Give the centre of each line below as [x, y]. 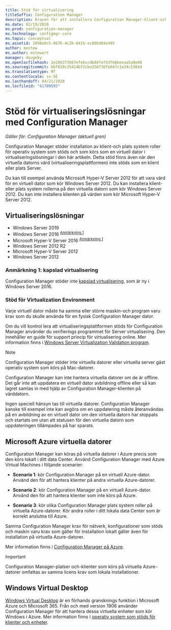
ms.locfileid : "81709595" [33, 86]
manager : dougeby [24, 57]
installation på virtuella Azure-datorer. [45, 537]
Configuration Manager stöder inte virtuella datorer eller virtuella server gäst [85, 362]
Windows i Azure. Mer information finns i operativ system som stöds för [80, 617]
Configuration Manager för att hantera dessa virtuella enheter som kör [79, 611]
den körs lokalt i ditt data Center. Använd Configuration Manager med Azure [85, 459]
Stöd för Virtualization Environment [50, 299]
